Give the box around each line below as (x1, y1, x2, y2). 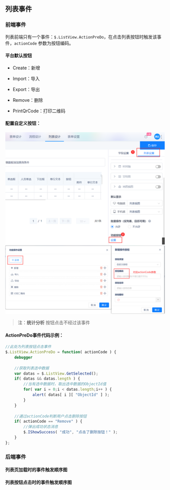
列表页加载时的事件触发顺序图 (5, 467, 67, 473)
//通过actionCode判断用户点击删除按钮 (14, 414, 87, 419)
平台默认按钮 (5, 53, 32, 59)
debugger (14, 355, 33, 360)
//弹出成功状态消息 (23, 424, 58, 429)
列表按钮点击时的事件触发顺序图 (5, 479, 72, 485)
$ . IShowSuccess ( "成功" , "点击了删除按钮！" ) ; (23, 430, 118, 435)
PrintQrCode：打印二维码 (12, 108, 66, 114)
